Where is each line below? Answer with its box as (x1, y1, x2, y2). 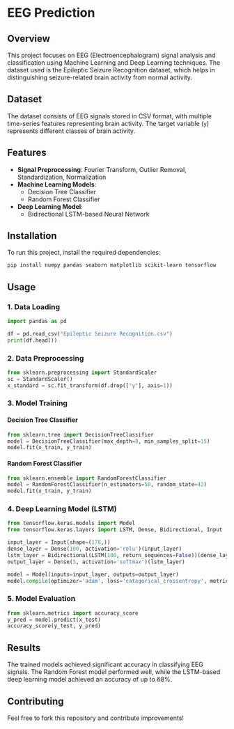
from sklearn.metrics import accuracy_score (7, 609, 139, 617)
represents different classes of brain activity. (7, 127, 136, 135)
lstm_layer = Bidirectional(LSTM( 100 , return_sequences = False (7, 551, 192, 558)
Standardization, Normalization (17, 173, 107, 181)
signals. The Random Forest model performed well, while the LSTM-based (7, 668, 221, 676)
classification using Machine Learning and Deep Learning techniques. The (7, 58, 221, 67)
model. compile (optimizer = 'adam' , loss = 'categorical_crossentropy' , (7, 577, 208, 584)
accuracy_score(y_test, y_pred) (7, 622, 101, 629)
